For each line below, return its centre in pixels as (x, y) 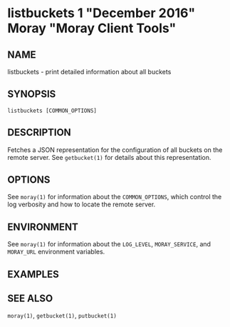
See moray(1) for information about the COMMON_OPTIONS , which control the (115, 197)
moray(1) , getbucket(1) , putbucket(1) (62, 316)
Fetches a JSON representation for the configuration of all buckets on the (115, 150)
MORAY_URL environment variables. (56, 252)
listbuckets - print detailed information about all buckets (89, 72)
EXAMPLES (33, 274)
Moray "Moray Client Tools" (92, 28)
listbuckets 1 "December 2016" (101, 13)
